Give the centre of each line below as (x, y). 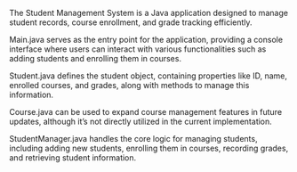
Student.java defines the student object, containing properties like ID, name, (148, 76)
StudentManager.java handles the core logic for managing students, (133, 139)
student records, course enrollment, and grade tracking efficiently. (131, 22)
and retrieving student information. (73, 158)
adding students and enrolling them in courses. (96, 58)
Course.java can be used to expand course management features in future (146, 112)
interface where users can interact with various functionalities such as (138, 49)
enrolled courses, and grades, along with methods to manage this (129, 85)
